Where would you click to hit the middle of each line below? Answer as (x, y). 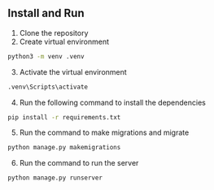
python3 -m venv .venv (46, 56)
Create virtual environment (64, 41)
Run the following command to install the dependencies (113, 102)
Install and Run (46, 13)
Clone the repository (54, 32)
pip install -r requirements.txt (64, 117)
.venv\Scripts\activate (48, 87)
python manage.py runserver (55, 178)
